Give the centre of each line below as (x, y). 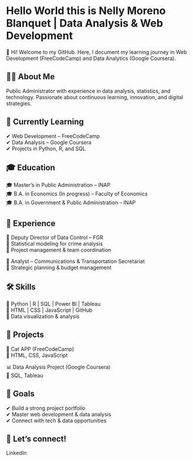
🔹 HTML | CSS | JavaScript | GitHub (49, 310)
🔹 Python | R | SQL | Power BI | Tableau (53, 304)
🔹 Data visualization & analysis (43, 316)
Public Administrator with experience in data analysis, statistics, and (88, 91)
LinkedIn (16, 453)
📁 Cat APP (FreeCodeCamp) (40, 349)
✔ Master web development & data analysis (59, 414)
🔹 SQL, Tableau (25, 375)
